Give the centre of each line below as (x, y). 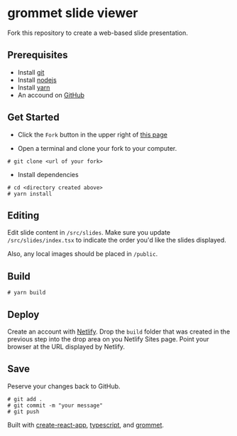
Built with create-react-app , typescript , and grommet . (86, 425)
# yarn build (27, 293)
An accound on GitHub (51, 95)
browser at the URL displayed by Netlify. (66, 347)
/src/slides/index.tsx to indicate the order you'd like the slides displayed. (117, 240)
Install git (31, 72)
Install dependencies (48, 174)
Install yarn (34, 87)
